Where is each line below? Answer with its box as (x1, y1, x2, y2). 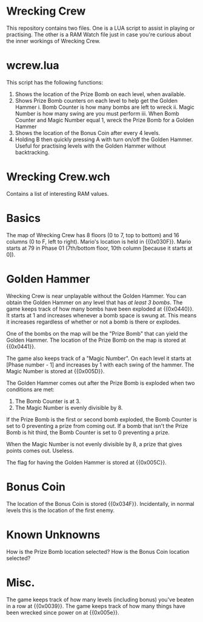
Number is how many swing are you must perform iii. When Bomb (15, 109, 180, 117)
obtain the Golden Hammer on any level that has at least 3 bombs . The (6, 299, 183, 306)
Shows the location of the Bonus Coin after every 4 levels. (15, 129, 161, 136)
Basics (6, 212, 41, 225)
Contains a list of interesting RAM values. (6, 190, 109, 197)
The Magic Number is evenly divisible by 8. (15, 404, 123, 411)
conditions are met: (6, 385, 55, 393)
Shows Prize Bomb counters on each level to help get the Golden (15, 97, 178, 104)
